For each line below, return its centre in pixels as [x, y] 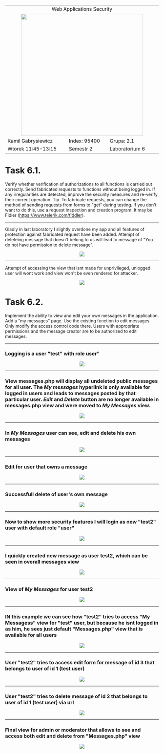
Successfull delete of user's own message [57, 494]
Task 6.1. [23, 171]
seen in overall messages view [42, 562]
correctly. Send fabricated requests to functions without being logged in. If [80, 189]
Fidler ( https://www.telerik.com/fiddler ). [45, 215]
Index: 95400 [84, 141]
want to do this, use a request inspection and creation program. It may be [79, 210]
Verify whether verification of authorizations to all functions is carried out [79, 184]
